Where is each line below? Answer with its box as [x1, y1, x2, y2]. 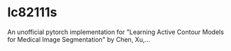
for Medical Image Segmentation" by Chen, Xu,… [7, 35, 151, 43]
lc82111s [7, 4, 57, 21]
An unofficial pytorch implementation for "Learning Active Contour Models [7, 28, 225, 36]
